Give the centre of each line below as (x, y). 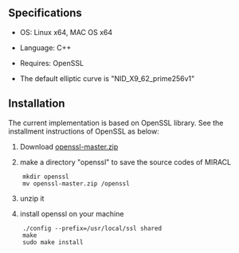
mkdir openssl (46, 177)
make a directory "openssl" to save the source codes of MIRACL (125, 162)
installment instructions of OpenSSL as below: (84, 131)
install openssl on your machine (72, 213)
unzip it (32, 198)
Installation (37, 104)
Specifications (45, 13)
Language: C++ (45, 48)
